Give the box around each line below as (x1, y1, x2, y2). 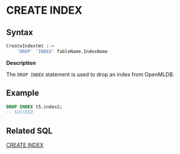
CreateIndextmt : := (6, 43, 55, 49)
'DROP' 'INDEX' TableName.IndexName (17, 48, 108, 54)
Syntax (6, 27, 33, 37)
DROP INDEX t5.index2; (6, 103, 63, 110)
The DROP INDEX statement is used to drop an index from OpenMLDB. (6, 71, 175, 78)
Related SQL (6, 125, 53, 136)
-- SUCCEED (6, 109, 33, 115)
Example (6, 88, 39, 98)
